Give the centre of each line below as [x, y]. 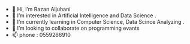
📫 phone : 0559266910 [41, 35]
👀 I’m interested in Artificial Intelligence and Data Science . [84, 15]
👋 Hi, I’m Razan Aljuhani [41, 9]
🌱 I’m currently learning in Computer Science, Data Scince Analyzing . [98, 22]
